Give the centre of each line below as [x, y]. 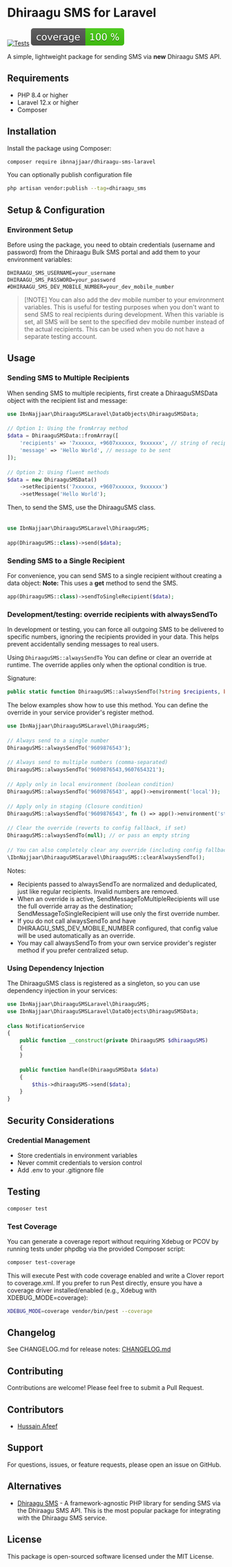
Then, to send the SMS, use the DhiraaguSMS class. [81, 507]
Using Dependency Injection [56, 968]
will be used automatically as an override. [76, 935]
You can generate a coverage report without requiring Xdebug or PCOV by [113, 1241]
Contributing [35, 1371]
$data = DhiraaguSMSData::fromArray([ [63, 436]
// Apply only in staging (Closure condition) [75, 806]
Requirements [38, 79]
